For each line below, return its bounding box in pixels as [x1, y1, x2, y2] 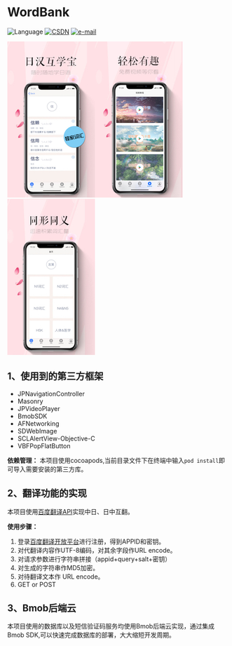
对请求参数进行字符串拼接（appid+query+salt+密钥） [17, 555, 172, 563]
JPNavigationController [17, 389, 86, 398]
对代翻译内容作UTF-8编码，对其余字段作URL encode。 [17, 546, 177, 554]
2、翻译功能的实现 [7, 487, 88, 499]
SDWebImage [17, 426, 57, 435]
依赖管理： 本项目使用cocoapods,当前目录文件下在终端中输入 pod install [7, 456, 219, 464]
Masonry [17, 397, 43, 405]
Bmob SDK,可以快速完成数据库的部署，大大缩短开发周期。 [7, 631, 175, 639]
